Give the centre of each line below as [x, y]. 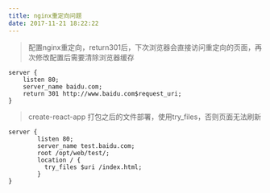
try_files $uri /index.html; [93, 167]
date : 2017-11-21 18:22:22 [54, 23]
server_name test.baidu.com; [86, 146]
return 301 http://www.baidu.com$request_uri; [102, 93]
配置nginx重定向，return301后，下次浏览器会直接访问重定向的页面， [141, 47]
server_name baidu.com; [63, 86]
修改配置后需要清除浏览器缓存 [85, 57]
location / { [59, 160]
